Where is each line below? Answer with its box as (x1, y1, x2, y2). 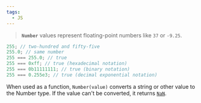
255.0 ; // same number (6, 49, 64, 55)
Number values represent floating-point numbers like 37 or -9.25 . (21, 31, 183, 39)
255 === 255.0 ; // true (6, 55, 67, 61)
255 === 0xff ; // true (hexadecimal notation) (6, 61, 127, 67)
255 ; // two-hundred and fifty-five (6, 44, 100, 50)
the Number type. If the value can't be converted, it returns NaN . (6, 90, 167, 97)
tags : (6, 9, 20, 15)
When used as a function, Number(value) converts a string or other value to (6, 83, 195, 90)
